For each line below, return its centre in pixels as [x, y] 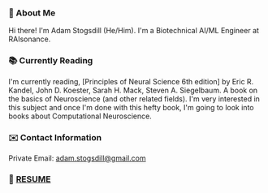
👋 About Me [32, 13]
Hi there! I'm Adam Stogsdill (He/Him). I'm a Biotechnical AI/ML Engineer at [134, 31]
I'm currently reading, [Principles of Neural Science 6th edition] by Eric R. [131, 81]
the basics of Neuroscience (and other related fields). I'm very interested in [134, 99]
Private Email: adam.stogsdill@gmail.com [77, 158]
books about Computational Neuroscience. [80, 116]
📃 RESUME [30, 179]
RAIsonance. [30, 39]
